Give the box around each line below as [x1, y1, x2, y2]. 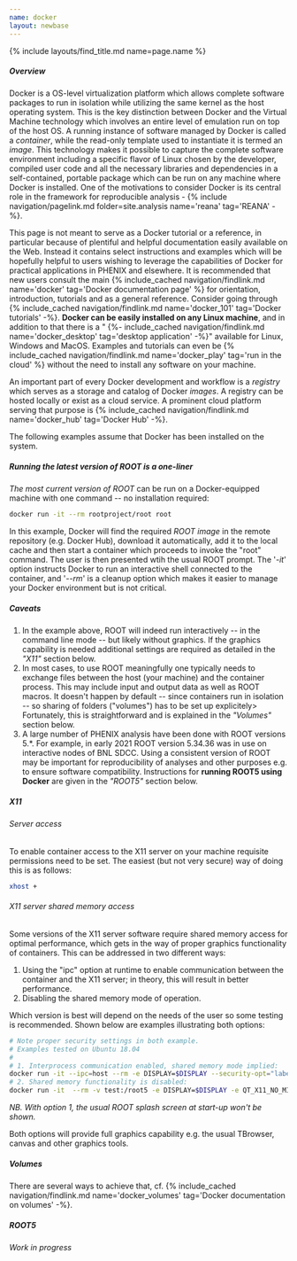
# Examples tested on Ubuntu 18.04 [9, 1045, 141, 1054]
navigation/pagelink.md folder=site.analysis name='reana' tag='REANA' [9, 201, 270, 212]
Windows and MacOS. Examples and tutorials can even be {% [9, 340, 235, 351]
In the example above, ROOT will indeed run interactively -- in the [21, 626, 261, 636]
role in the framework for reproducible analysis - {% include [9, 191, 228, 202]
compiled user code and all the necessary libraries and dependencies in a [9, 163, 278, 174]
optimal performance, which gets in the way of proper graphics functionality [9, 938, 287, 948]
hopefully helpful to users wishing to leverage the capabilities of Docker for [9, 256, 284, 267]
